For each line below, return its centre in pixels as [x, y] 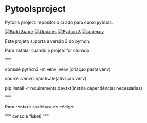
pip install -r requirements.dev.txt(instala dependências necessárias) [73, 88]
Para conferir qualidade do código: [40, 107]
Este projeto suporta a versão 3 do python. [48, 41]
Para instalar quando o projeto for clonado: [48, 50]
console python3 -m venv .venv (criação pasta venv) [58, 69]
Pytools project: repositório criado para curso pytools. [59, 22]
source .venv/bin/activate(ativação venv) [46, 78]
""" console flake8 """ [27, 116]
